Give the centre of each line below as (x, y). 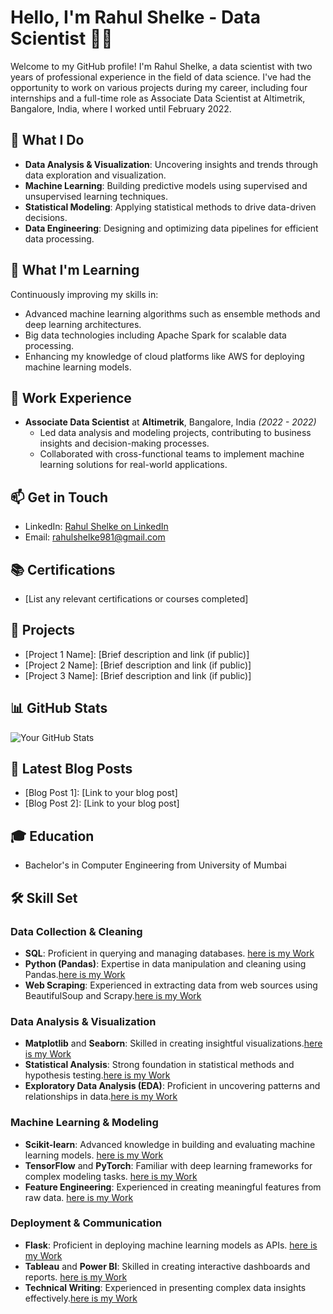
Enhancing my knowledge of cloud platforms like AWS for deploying (164, 356)
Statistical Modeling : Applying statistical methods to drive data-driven (170, 207)
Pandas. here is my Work (75, 974)
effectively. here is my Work (81, 1298)
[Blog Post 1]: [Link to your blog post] (101, 793)
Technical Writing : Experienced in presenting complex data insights (165, 1287)
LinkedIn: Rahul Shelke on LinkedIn (96, 527)
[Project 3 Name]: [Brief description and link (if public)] (138, 675)
